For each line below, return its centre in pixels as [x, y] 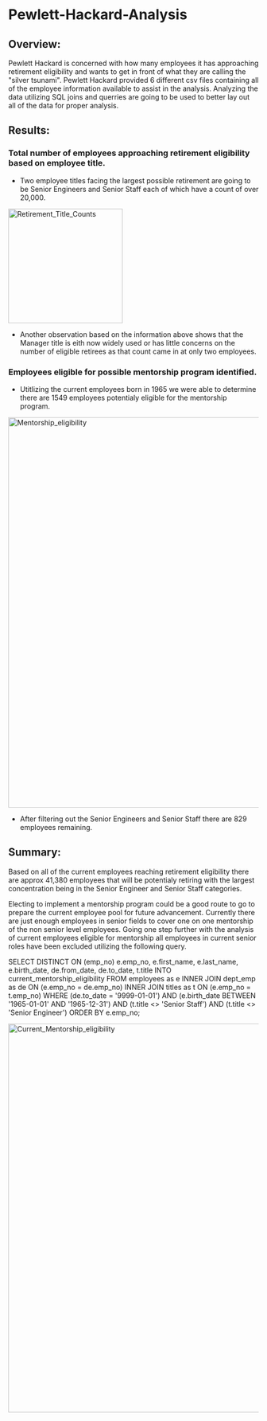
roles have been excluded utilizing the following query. [97, 946]
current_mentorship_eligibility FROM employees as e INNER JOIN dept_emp [132, 978]
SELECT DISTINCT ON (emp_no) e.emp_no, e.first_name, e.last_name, [123, 961]
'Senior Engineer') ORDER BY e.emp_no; [74, 1012]
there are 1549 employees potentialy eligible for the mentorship [124, 397]
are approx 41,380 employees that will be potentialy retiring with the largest [132, 880]
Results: [29, 130]
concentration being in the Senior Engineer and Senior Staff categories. [125, 888]
